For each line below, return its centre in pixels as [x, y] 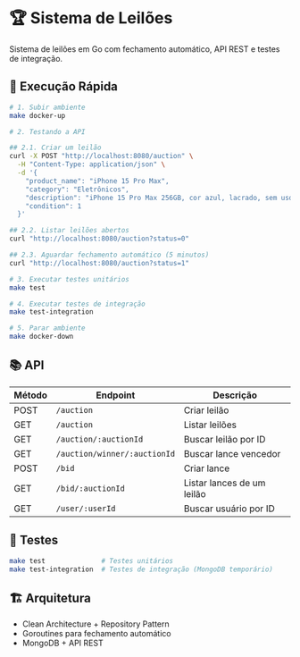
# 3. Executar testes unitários [69, 279]
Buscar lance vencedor [232, 453]
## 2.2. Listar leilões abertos [69, 231]
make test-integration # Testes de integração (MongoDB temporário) [142, 569]
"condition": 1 [54, 206]
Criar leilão [206, 410]
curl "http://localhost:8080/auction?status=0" [100, 239]
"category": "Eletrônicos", [77, 190]
